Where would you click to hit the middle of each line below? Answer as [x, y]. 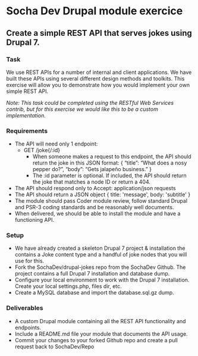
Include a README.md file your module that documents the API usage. [101, 334]
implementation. [26, 115]
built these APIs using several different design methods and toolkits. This [95, 78]
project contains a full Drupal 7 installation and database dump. [92, 274]
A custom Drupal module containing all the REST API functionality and [100, 321]
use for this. [29, 261]
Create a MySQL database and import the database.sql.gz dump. [94, 293]
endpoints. [28, 327]
